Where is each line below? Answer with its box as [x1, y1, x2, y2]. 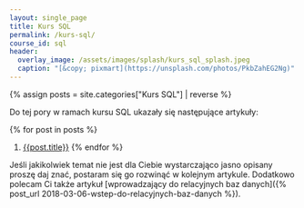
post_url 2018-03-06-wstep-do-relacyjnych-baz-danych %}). [9, 188, 241, 199]
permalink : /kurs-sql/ [9, 30, 96, 39]
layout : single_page [9, 13, 88, 23]
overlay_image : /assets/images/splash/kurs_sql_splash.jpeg [17, 55, 250, 64]
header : [9, 47, 39, 56]
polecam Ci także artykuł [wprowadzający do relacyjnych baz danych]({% [9, 178, 287, 189]
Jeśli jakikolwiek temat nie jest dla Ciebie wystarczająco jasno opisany [9, 159, 273, 170]
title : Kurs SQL [9, 22, 71, 31]
